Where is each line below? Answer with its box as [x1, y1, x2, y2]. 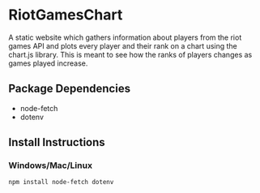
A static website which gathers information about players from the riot [8, 32, 242, 42]
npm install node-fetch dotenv [8, 178, 114, 187]
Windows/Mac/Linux [8, 160, 93, 171]
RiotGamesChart [8, 6, 123, 24]
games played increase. [8, 58, 88, 68]
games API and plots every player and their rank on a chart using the [8, 41, 237, 50]
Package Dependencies [8, 82, 131, 96]
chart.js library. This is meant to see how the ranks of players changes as [8, 49, 253, 59]
